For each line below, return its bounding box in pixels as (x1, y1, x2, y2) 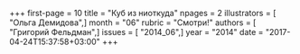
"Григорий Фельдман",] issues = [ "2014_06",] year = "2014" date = (9, 27, 264, 37)
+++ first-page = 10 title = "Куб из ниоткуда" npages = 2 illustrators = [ (9, 8, 277, 18)
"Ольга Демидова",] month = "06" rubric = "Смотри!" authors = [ (9, 17, 257, 28)
